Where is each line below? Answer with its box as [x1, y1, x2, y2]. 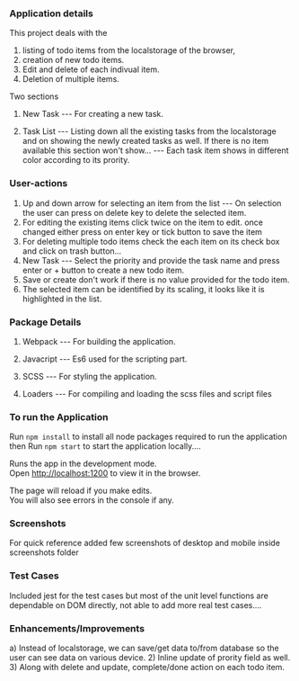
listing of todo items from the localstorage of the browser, [22, 45, 236, 56]
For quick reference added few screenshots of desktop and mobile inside [9, 538, 281, 549]
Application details [9, 7, 94, 20]
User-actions [9, 177, 68, 190]
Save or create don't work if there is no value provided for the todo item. [22, 273, 290, 285]
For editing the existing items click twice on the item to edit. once [22, 217, 263, 228]
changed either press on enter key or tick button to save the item [22, 226, 263, 237]
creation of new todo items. [22, 55, 125, 66]
